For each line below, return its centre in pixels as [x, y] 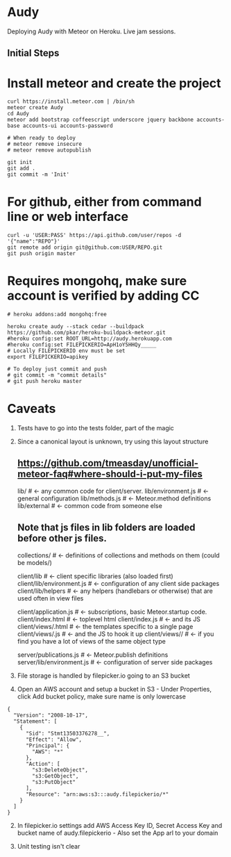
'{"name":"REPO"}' [34, 242]
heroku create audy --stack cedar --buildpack [76, 327]
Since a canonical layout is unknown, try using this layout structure [113, 441]
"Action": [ [43, 764]
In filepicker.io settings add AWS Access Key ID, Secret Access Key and [120, 825]
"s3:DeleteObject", [60, 770]
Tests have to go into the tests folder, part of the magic [96, 428]
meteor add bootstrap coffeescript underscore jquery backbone [101, 120]
